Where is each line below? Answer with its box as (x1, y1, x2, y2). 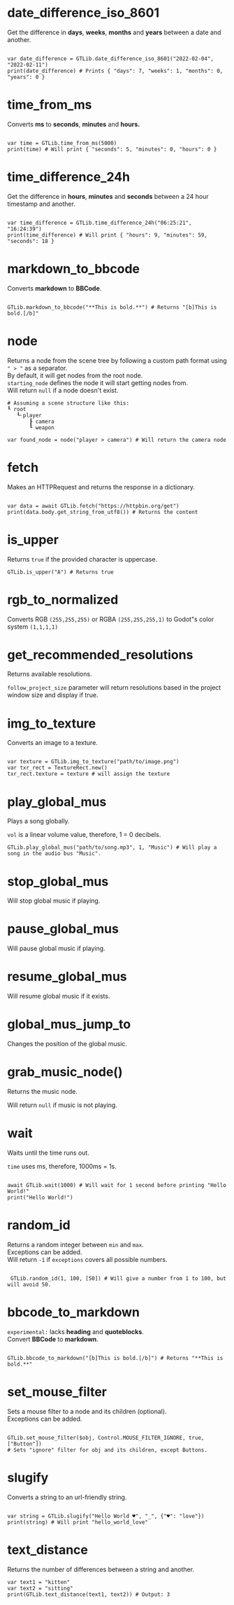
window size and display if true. (7, 691, 98, 700)
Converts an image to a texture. (7, 739, 98, 747)
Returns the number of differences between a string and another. (7, 1565, 194, 1573)
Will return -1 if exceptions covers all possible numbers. (7, 1255, 168, 1263)
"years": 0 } (7, 74, 45, 81)
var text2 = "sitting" (7, 1585, 73, 1592)
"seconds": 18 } (7, 237, 54, 244)
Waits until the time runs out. (7, 1148, 89, 1157)
